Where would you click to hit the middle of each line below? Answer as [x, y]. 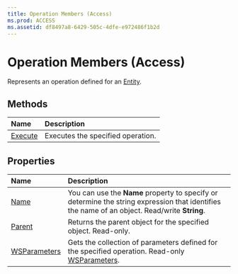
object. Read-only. [99, 231]
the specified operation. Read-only [126, 251]
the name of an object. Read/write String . [136, 210]
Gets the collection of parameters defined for [143, 242]
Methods [28, 104]
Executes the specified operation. [101, 136]
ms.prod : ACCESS [31, 21]
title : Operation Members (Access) [60, 14]
